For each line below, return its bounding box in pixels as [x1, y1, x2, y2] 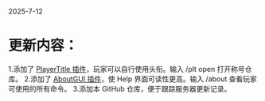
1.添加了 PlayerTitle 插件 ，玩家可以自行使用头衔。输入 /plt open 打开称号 [8, 64, 245, 73]
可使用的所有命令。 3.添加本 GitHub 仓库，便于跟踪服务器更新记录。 [8, 84, 232, 93]
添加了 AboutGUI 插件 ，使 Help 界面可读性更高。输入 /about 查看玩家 [30, 74, 257, 84]
